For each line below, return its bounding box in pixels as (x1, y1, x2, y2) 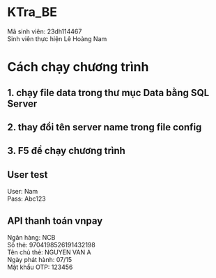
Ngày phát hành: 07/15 (7, 255, 72, 263)
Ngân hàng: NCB (7, 233, 56, 241)
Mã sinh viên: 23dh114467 (7, 27, 82, 36)
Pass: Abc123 (7, 194, 47, 203)
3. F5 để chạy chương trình (7, 145, 125, 157)
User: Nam (7, 187, 38, 196)
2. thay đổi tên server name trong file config (7, 121, 202, 133)
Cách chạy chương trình (7, 59, 149, 75)
